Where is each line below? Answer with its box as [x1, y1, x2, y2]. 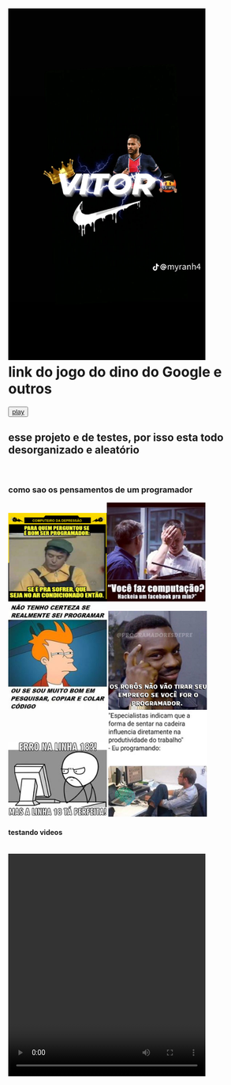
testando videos [8, 827, 63, 837]
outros [8, 380, 53, 398]
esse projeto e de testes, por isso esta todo [8, 431, 224, 445]
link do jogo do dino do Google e [8, 363, 222, 381]
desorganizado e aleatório [8, 443, 140, 457]
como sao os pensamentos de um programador [8, 484, 193, 495]
